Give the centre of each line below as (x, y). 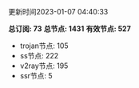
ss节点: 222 (39, 56)
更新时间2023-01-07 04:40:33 (58, 12)
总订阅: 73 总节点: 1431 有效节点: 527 (70, 29)
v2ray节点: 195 (44, 66)
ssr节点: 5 (36, 76)
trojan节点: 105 (44, 46)
